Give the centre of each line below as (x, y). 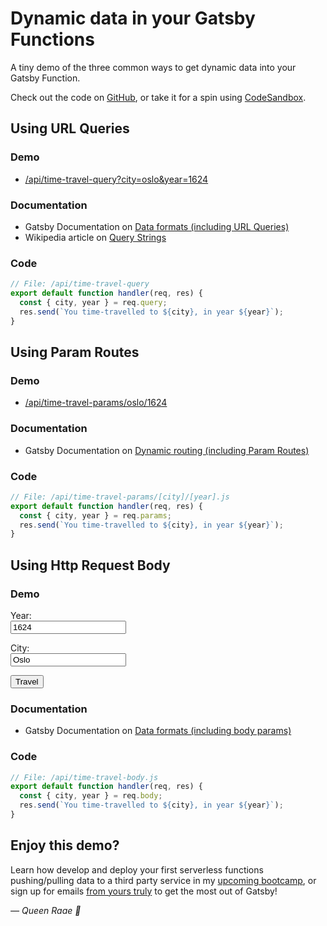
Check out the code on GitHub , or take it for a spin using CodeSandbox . (158, 97)
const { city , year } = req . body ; (91, 796)
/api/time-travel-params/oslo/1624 (96, 403)
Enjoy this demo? (65, 845)
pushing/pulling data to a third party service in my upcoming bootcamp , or (163, 880)
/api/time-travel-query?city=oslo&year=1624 (116, 179)
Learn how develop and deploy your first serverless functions (137, 869)
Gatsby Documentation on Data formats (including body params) (158, 731)
